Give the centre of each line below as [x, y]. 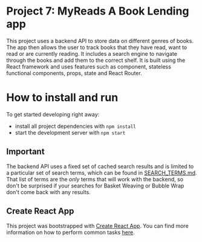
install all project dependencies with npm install [75, 126]
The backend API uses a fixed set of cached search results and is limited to [100, 166]
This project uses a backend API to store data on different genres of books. [100, 41]
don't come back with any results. [48, 192]
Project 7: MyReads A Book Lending [98, 11]
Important [25, 152]
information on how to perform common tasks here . [70, 232]
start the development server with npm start [70, 132]
